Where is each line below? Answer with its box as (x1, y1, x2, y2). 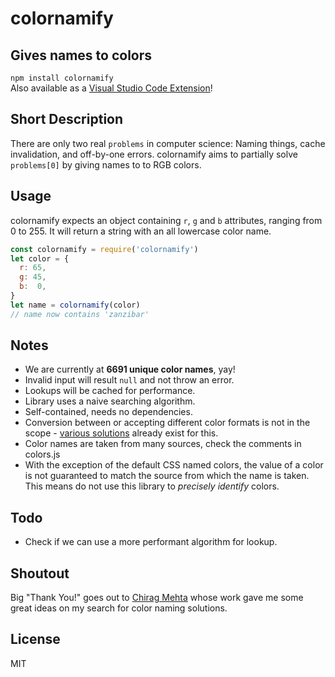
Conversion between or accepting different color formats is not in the (24, 417, 311, 429)
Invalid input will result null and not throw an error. (24, 374, 235, 386)
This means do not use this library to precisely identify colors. (24, 480, 280, 492)
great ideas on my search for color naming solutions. (10, 602, 228, 614)
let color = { (10, 253, 70, 264)
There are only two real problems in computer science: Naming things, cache (10, 137, 326, 149)
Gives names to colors (10, 47, 153, 64)
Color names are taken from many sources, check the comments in (24, 438, 302, 450)
